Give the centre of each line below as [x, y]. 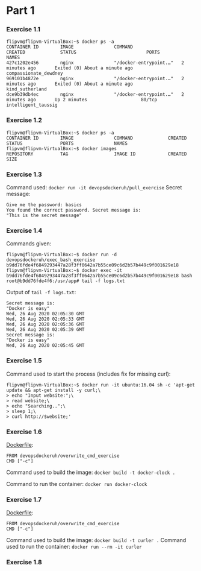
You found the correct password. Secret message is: [74, 210]
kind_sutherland [26, 89]
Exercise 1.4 [24, 231]
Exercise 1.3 [24, 174]
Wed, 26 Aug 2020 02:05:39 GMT [45, 330]
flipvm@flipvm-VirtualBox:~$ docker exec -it [64, 271]
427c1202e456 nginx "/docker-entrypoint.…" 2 [95, 63]
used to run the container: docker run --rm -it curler [74, 547]
